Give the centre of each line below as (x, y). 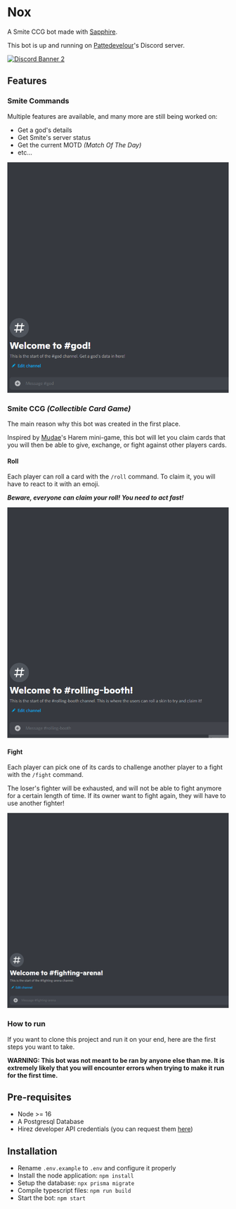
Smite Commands (38, 101)
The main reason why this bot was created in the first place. (94, 424)
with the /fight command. (46, 775)
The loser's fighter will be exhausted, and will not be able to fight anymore (114, 788)
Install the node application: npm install (76, 1176)
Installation (32, 1151)
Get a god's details (45, 130)
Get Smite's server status (54, 137)
